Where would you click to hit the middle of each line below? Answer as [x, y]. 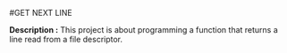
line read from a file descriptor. [66, 39]
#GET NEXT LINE [41, 13]
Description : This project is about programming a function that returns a [144, 30]
